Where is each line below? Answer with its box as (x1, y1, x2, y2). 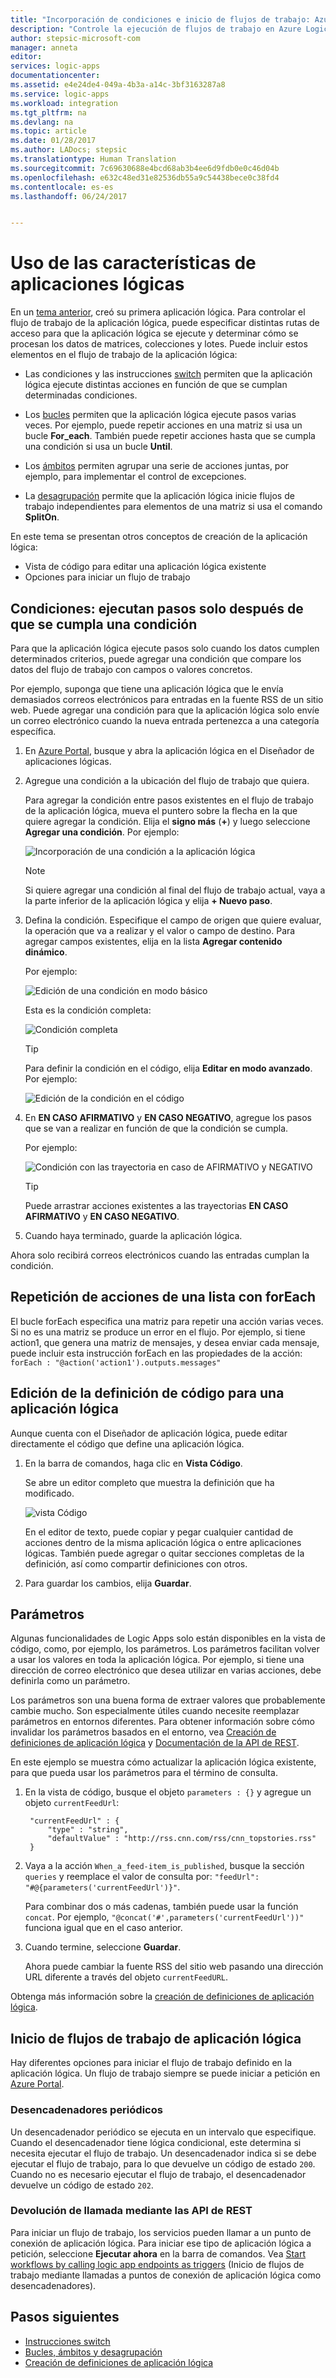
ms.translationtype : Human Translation (10, 154, 177, 164)
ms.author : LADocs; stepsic (10, 145, 128, 155)
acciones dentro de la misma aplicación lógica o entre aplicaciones (24, 1536, 302, 1548)
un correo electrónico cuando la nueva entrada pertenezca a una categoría (10, 715, 320, 726)
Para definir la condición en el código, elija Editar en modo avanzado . (24, 1062, 313, 1074)
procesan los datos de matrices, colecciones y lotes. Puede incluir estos (10, 338, 308, 350)
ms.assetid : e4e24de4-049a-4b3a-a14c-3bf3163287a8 (10, 80, 226, 90)
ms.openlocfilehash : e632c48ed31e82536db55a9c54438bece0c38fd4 (10, 172, 280, 183)
